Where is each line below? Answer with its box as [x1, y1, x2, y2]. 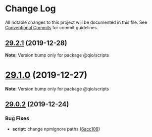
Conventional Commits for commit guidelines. [5, 24, 98, 30]
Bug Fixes [5, 115, 30, 122]
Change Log [5, 3, 56, 14]
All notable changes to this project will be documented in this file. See [5, 19, 148, 25]
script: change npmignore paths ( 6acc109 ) [12, 126, 101, 132]
